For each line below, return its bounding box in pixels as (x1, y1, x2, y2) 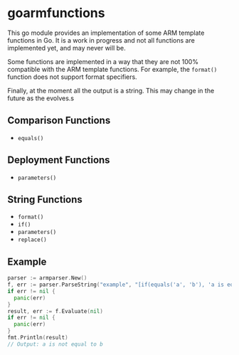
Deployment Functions (7, 154, 110, 166)
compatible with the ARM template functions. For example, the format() (7, 65, 218, 73)
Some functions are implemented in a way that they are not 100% (7, 57, 199, 65)
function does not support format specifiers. (7, 73, 137, 81)
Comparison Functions (7, 115, 111, 127)
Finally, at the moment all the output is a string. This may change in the (7, 86, 215, 95)
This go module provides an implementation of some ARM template (7, 28, 205, 37)
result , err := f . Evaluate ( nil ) (7, 307, 103, 314)
